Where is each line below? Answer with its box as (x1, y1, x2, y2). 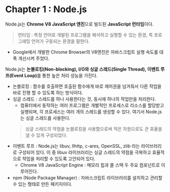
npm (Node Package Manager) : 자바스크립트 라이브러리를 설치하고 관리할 (12, 174, 162, 181)
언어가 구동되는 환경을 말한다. (31, 38, 90, 44)
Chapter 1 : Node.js (5, 4, 87, 15)
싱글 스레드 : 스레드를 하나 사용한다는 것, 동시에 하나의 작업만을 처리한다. (12, 95, 156, 102)
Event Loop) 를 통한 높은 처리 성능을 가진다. (11, 72, 98, 78)
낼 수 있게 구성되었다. (25, 132, 67, 138)
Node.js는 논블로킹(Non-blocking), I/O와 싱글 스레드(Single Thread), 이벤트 (5, 66, 160, 72)
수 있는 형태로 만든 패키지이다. (12, 181, 73, 187)
